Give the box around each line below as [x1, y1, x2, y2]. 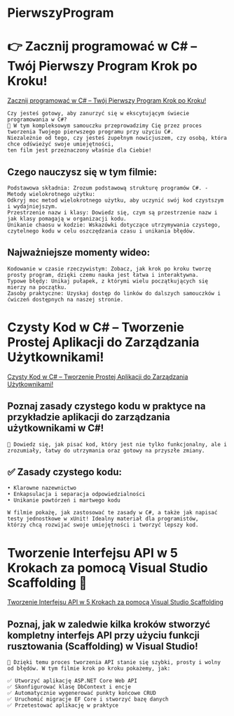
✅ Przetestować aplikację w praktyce [7, 702, 119, 709]
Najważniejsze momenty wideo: [7, 247, 151, 259]
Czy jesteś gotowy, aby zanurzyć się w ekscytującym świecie [7, 110, 190, 117]
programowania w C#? [7, 116, 68, 124]
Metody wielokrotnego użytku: [7, 190, 96, 197]
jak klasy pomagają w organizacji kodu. [7, 215, 128, 222]
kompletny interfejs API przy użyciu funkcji [7, 629, 200, 641]
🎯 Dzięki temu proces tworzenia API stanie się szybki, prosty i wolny [7, 659, 221, 666]
